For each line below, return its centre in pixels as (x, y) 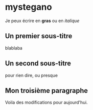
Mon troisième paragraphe (46, 91)
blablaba (14, 48)
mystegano (29, 7)
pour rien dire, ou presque (31, 75)
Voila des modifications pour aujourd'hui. (46, 103)
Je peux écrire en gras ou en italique (42, 21)
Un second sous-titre (38, 64)
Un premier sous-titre (39, 36)
